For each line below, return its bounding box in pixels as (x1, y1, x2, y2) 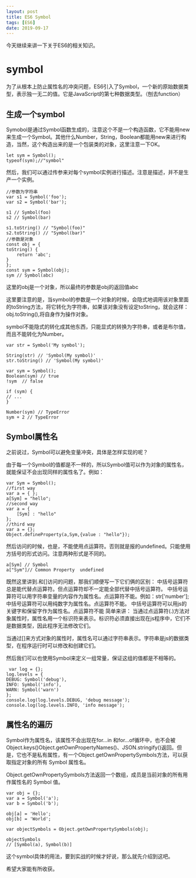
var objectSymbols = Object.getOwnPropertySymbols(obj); (6, 826, 149, 832)
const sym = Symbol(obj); (6, 267, 69, 273)
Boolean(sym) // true (6, 373, 59, 379)
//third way (6, 521, 35, 527)
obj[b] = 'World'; (6, 816, 51, 822)
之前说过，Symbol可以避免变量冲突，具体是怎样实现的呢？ (6, 448, 148, 455)
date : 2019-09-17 (6, 25, 49, 31)
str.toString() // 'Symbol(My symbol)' (6, 358, 104, 364)
